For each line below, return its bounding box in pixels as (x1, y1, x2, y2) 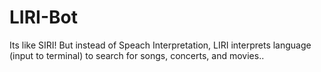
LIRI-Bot (9, 6, 78, 29)
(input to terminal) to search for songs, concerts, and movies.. (9, 49, 265, 61)
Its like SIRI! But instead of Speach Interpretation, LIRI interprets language (9, 39, 312, 51)
